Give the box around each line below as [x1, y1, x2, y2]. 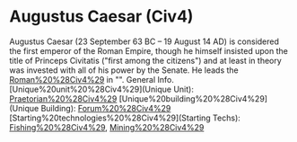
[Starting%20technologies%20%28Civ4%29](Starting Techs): [9, 112, 240, 123]
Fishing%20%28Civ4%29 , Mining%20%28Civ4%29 [9, 121, 205, 132]
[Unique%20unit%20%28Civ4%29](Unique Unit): [9, 84, 195, 94]
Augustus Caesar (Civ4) [9, 6, 194, 27]
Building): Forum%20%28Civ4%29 [40, 102, 171, 113]
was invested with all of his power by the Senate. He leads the [9, 65, 240, 75]
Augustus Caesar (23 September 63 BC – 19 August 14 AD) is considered [9, 36, 280, 47]
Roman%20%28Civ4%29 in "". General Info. [9, 74, 175, 84]
